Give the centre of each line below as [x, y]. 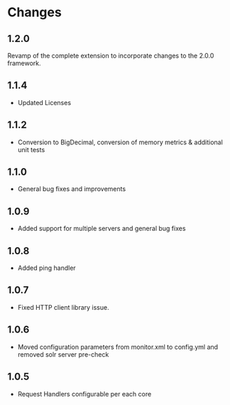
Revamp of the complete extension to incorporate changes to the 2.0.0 [111, 55]
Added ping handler [46, 268]
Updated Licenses [44, 102]
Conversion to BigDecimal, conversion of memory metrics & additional [120, 142]
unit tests [31, 149]
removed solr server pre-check [63, 354]
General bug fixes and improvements [72, 189]
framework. [24, 63]
